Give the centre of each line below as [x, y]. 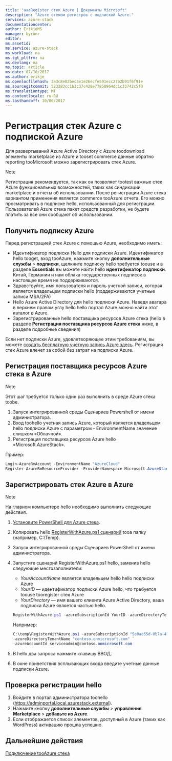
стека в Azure [28, 374]
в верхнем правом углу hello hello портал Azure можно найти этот [85, 307]
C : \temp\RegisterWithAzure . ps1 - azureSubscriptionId [70, 634]
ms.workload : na [23, 53]
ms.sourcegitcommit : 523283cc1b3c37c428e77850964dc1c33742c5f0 [74, 86]
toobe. [12, 402]
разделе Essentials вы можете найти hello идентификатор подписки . [89, 269]
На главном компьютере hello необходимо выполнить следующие [78, 507]
